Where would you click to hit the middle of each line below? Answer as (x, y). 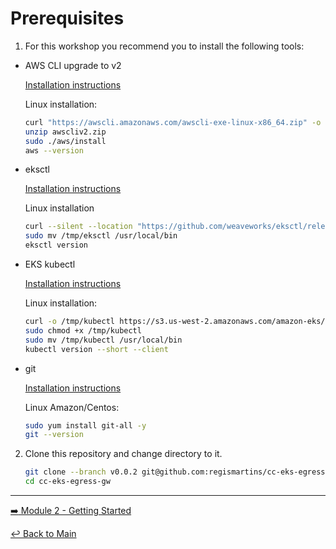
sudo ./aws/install (65, 141)
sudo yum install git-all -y (85, 425)
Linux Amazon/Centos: (72, 407)
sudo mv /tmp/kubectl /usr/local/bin (103, 340)
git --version (54, 435)
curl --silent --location (78, 227)
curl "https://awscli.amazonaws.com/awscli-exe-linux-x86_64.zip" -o (173, 122)
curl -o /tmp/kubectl (70, 322)
